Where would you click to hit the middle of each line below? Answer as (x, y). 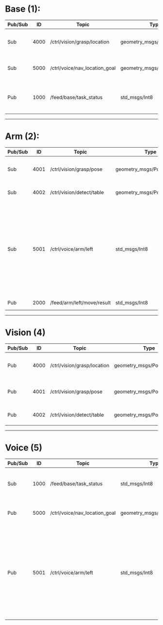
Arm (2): (22, 136)
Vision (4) (25, 333)
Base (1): (23, 9)
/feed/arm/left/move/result (81, 302)
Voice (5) (24, 448)
